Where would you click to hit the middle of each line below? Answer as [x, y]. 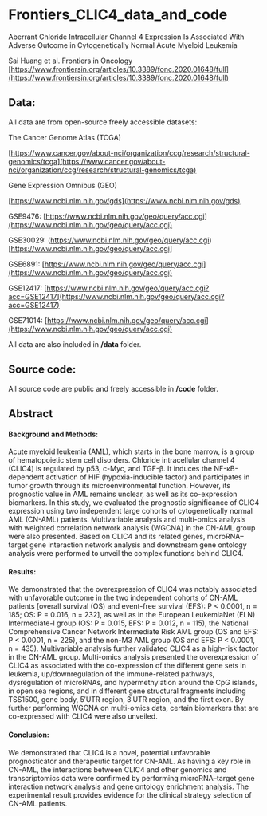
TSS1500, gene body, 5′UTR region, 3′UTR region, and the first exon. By [126, 700]
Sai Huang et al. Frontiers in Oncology [71, 61]
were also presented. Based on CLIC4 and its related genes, [107, 537]
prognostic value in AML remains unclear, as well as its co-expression [123, 494]
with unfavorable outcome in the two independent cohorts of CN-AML [123, 598]
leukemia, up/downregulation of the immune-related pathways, [112, 674]
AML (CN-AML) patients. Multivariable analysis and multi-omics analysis [127, 519]
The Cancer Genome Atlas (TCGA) [65, 137]
